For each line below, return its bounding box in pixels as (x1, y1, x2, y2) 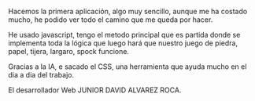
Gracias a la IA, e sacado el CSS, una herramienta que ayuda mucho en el (8, 62, 247, 71)
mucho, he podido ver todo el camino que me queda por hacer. (8, 15, 213, 24)
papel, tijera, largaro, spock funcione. (8, 47, 130, 56)
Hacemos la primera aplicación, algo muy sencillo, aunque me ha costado (8, 7, 248, 16)
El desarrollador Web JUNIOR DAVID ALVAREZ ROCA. (8, 85, 182, 95)
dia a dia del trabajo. (8, 70, 75, 79)
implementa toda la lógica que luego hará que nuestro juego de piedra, (8, 38, 238, 48)
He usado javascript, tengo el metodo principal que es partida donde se (8, 31, 241, 39)
